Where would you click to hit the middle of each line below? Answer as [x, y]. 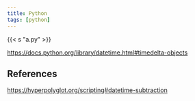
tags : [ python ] [29, 20]
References [32, 73]
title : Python [27, 13]
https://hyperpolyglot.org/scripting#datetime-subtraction [87, 90]
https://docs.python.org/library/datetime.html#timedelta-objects [97, 53]
